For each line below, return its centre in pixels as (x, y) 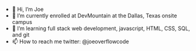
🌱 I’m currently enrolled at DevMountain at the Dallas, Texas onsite (94, 16)
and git (21, 35)
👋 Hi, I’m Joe (28, 9)
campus (22, 22)
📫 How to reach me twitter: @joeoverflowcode (71, 41)
